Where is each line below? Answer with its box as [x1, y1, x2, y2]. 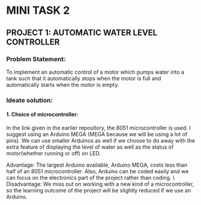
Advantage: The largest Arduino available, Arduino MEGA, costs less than [6, 161, 188, 168]
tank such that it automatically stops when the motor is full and [6, 74, 161, 82]
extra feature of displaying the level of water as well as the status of [6, 143, 174, 150]
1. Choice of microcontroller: [6, 111, 79, 118]
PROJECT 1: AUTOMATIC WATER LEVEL [6, 28, 158, 38]
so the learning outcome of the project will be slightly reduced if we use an [6, 187, 191, 194]
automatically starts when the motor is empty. [6, 81, 119, 88]
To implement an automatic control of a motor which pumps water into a [6, 68, 185, 76]
